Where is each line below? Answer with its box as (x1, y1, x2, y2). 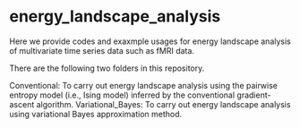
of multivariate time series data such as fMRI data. (9, 45, 195, 55)
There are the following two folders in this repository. (9, 63, 205, 73)
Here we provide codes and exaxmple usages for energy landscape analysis (9, 36, 291, 47)
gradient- (236, 90, 271, 100)
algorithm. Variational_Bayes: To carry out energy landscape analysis (36, 98, 291, 109)
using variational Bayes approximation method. (9, 108, 183, 119)
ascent (9, 98, 35, 109)
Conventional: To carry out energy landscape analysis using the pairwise (9, 80, 278, 90)
